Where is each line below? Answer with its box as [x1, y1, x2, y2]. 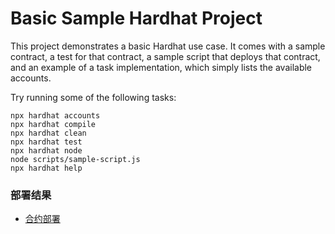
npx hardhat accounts [10, 110, 101, 121]
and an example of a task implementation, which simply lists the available [10, 61, 313, 73]
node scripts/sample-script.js [10, 154, 141, 164]
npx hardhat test [10, 137, 83, 147]
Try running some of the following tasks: [10, 91, 177, 103]
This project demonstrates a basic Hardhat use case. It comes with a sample [10, 40, 326, 52]
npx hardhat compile [10, 119, 97, 129]
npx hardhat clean [10, 128, 87, 138]
